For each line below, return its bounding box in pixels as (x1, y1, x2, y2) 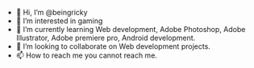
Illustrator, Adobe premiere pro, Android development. (15, 33, 196, 42)
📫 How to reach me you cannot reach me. (15, 50, 157, 60)
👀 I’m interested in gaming (15, 16, 103, 26)
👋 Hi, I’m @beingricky (15, 8, 88, 17)
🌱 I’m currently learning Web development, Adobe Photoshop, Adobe (15, 25, 246, 34)
